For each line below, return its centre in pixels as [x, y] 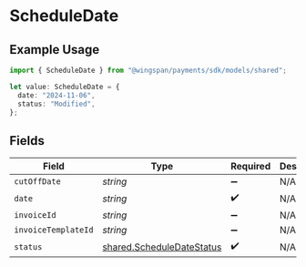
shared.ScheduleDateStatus [162, 247]
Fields [27, 141]
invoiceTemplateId [54, 230]
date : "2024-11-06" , [56, 95]
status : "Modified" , [56, 104]
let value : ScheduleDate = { [65, 87]
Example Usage [55, 50]
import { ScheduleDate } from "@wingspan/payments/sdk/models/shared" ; [148, 70]
